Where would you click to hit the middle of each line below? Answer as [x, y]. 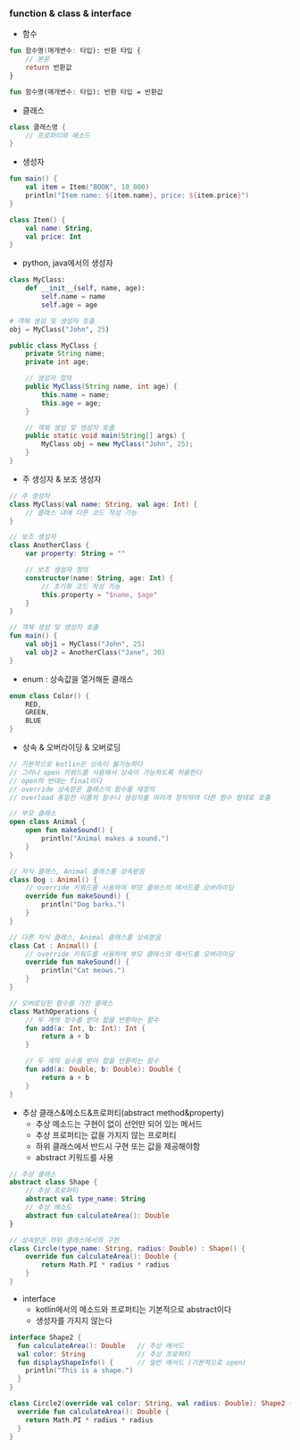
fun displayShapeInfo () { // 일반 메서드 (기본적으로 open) [132, 1362]
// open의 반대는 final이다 [56, 780]
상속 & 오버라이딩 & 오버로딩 [71, 747]
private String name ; [65, 354]
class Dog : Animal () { [54, 880]
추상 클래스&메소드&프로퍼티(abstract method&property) [123, 1112]
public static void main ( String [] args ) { [105, 436]
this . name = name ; [75, 395]
